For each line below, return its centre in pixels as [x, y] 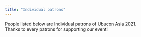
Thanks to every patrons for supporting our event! [57, 29]
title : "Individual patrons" [35, 10]
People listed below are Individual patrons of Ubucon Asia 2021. [71, 24]
